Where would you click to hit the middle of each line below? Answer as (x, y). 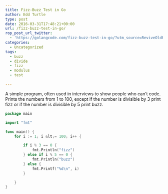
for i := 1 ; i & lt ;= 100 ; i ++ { (48, 136)
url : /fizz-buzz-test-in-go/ (35, 29)
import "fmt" (19, 123)
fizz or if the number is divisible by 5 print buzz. (54, 104)
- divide (19, 61)
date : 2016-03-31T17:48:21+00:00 (40, 24)
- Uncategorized (26, 47)
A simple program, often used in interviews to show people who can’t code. (83, 94)
